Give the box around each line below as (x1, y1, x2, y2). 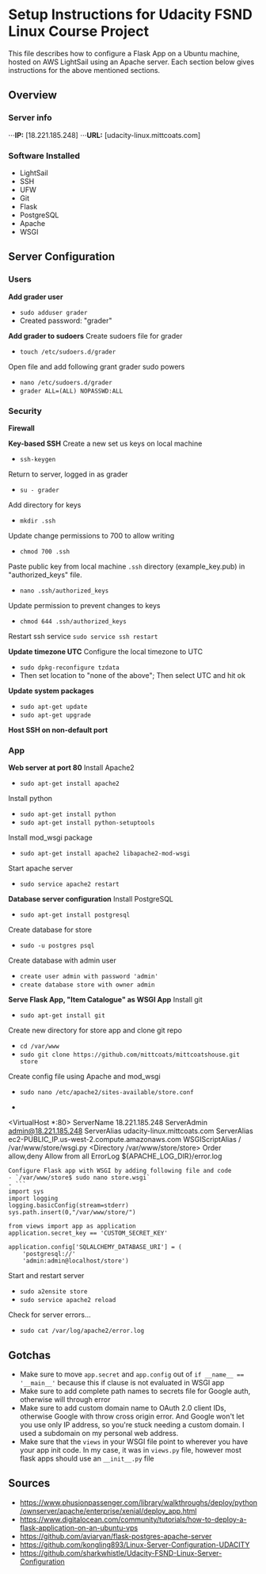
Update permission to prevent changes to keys (8, 600, 161, 610)
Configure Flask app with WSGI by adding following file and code (8, 1167, 232, 1175)
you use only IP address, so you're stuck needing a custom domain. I (19, 1420, 245, 1430)
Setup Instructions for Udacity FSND (8, 6, 253, 24)
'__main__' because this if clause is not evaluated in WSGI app (19, 1378, 225, 1388)
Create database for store (8, 925, 93, 935)
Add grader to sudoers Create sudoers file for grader (8, 331, 183, 340)
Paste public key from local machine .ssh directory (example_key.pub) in (8, 561, 245, 571)
